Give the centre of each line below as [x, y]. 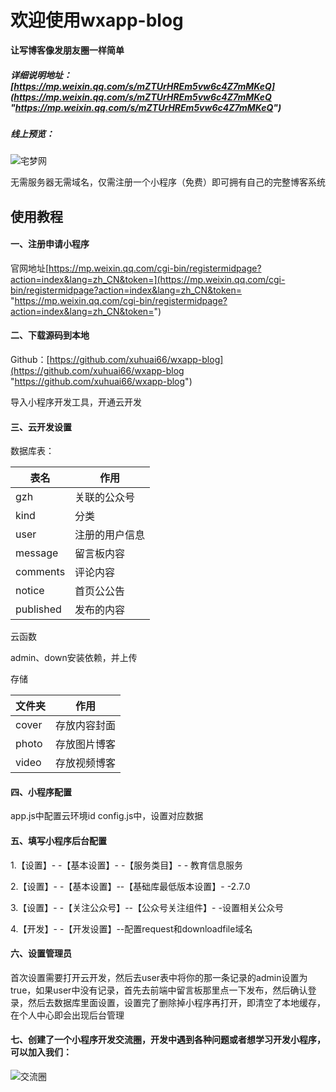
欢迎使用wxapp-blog [97, 20]
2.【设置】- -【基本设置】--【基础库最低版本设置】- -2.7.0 [130, 886]
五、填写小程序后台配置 [58, 841]
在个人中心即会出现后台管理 [67, 1015]
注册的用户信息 [110, 535]
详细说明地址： [41, 75]
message [37, 553]
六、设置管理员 [41, 953]
